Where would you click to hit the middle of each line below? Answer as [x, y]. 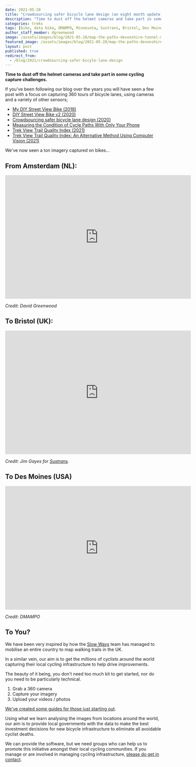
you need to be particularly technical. [43, 679]
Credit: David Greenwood [31, 306]
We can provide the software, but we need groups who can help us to [76, 744]
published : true [22, 51]
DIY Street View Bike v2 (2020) [44, 115]
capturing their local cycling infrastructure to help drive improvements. [77, 664]
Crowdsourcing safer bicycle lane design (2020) [62, 120]
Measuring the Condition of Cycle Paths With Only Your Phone [76, 125]
